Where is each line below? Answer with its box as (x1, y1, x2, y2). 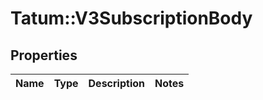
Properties (10, 47, 78, 64)
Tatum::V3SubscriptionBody (10, 7, 253, 30)
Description (88, 77, 145, 90)
